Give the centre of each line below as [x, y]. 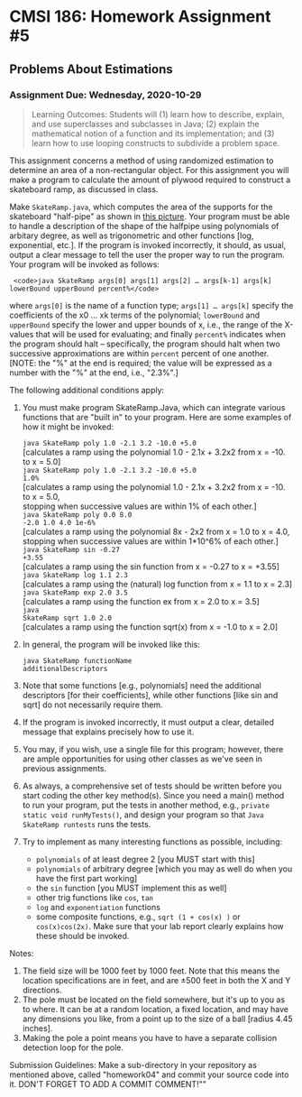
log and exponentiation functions [98, 907]
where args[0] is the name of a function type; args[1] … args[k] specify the [151, 305]
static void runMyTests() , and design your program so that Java [143, 815]
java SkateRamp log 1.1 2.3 [75, 575]
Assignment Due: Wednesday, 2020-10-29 [105, 95]
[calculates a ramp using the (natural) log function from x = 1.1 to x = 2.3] [157, 584]
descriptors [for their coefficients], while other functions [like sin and [150, 695]
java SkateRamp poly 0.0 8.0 [77, 515]
